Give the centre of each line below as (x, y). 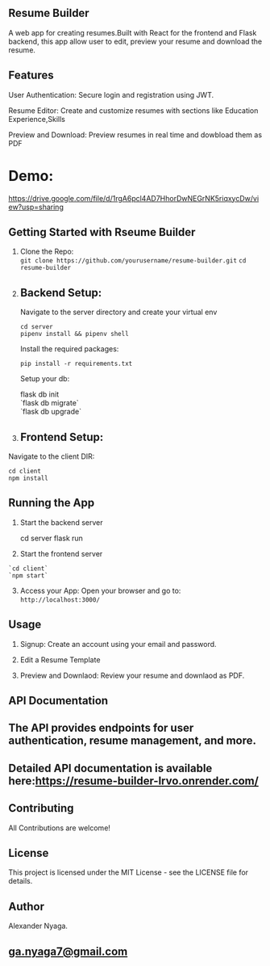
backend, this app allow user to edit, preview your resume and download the (135, 41)
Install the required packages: (69, 349)
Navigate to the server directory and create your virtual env (118, 312)
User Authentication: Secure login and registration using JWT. (111, 94)
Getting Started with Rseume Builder (102, 232)
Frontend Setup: (62, 437)
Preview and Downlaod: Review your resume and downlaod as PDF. (132, 675)
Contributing (41, 808)
